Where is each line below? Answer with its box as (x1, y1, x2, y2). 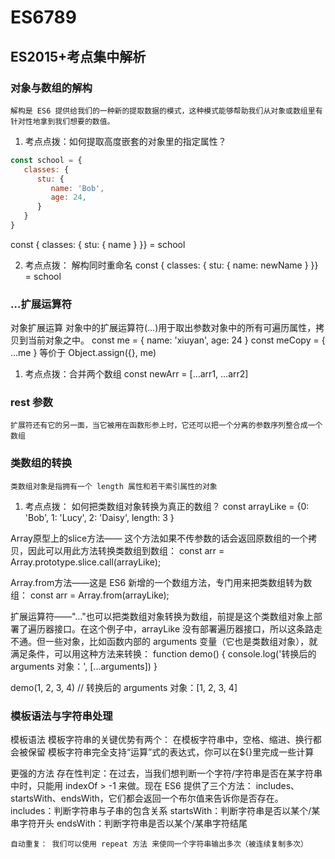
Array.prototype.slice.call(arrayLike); (10, 556, 162, 568)
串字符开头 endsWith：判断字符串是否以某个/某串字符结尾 (10, 817, 248, 830)
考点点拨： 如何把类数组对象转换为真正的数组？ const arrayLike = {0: (24, 500, 310, 512)
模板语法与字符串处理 (10, 709, 113, 723)
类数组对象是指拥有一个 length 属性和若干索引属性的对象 (10, 481, 218, 491)
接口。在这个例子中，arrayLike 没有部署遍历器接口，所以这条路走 (53, 622, 323, 635)
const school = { (10, 155, 83, 165)
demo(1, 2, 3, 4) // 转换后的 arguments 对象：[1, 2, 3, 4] (10, 681, 238, 693)
